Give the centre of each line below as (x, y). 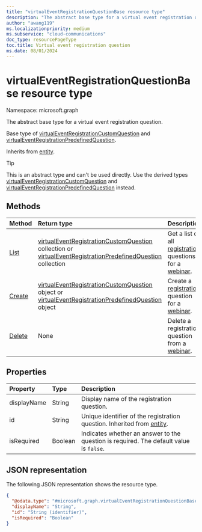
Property (22, 389)
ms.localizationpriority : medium (48, 29)
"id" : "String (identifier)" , (49, 512)
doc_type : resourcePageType (41, 40)
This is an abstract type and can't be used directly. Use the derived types (97, 174)
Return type (56, 223)
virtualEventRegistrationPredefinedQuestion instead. (71, 188)
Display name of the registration (126, 399)
